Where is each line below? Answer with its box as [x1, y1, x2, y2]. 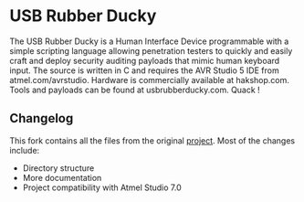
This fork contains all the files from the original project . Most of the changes [9, 134, 295, 146]
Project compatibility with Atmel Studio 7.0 [22, 182, 183, 193]
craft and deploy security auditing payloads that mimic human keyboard [9, 55, 280, 66]
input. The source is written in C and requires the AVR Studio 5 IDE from [9, 65, 280, 76]
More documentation [22, 172, 102, 183]
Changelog [9, 111, 74, 126]
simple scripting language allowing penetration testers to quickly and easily [9, 45, 293, 56]
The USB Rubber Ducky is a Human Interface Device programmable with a [9, 36, 289, 47]
